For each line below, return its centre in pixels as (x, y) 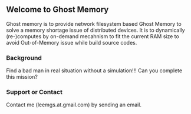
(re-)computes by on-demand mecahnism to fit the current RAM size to (93, 36)
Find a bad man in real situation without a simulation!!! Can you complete (94, 71)
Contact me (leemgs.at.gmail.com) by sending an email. (74, 105)
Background (24, 58)
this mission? (22, 77)
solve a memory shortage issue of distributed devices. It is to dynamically (95, 30)
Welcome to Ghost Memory (57, 10)
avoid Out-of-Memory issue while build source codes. (72, 42)
